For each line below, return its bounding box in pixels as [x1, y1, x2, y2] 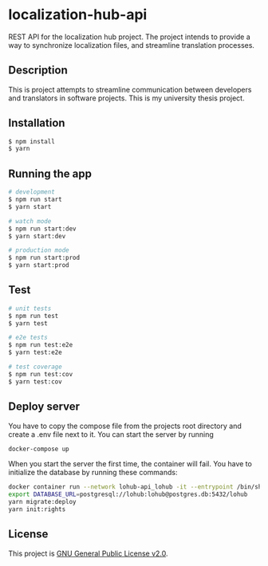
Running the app [8, 167, 92, 180]
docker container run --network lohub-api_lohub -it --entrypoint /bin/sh [8, 483, 262, 491]
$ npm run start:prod [8, 254, 81, 262]
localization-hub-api [8, 6, 148, 24]
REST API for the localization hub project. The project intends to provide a [8, 32, 251, 41]
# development [8, 188, 56, 196]
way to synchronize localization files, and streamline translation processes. [8, 40, 255, 49]
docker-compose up [8, 445, 69, 453]
